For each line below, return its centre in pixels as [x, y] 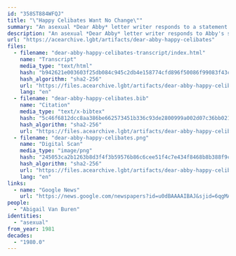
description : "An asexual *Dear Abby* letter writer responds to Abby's [116, 33]
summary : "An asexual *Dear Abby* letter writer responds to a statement [118, 27]
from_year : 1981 [31, 229]
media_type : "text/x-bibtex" [63, 112]
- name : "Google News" [47, 190]
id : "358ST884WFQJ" [36, 14]
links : [17, 183]
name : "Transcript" [48, 60]
